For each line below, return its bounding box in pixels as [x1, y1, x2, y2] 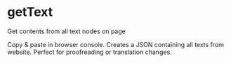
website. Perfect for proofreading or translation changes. [7, 48, 172, 56]
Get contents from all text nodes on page [7, 27, 126, 35]
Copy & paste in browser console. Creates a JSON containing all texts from [7, 40, 225, 48]
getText [7, 4, 53, 20]
